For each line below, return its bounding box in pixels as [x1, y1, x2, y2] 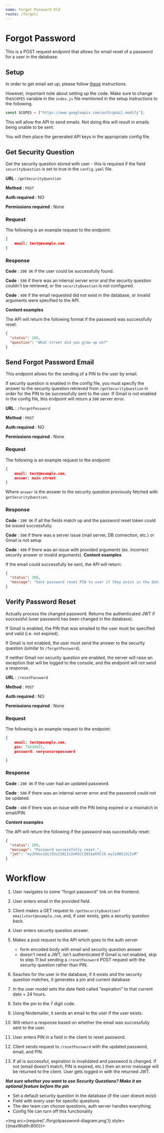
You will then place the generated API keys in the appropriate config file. [5, 134, 150, 139]
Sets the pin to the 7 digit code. [12, 1001, 76, 1007]
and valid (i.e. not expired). [5, 630, 59, 636]
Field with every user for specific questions [12, 1098, 99, 1104]
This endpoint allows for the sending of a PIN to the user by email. [5, 371, 138, 377]
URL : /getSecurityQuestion [5, 175, 61, 181]
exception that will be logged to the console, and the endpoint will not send [5, 659, 156, 666]
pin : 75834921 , [14, 744, 45, 749]
